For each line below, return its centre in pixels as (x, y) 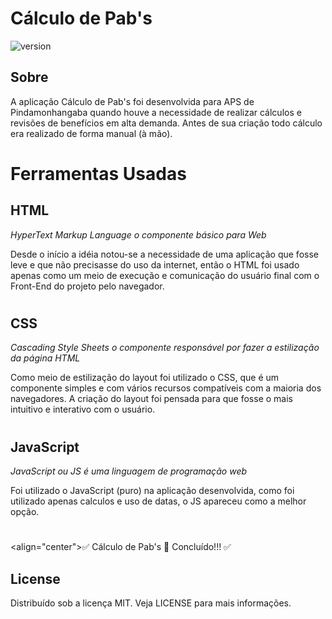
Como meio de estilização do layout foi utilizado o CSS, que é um (145, 378)
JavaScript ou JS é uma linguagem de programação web (129, 471)
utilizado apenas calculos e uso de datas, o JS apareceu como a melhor (158, 501)
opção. (25, 511)
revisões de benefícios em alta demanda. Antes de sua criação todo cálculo (166, 123)
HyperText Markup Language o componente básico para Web (138, 234)
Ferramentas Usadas (98, 173)
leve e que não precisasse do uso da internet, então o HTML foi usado (155, 264)
